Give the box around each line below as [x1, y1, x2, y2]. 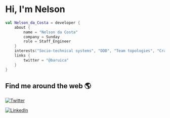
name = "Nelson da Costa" [23, 29, 78, 35]
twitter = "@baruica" [23, 57, 69, 63]
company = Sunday [23, 34, 60, 39]
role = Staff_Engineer [23, 39, 71, 44]
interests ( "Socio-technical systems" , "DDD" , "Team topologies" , [14, 48, 155, 53]
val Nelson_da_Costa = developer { [5, 20, 80, 25]
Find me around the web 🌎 [5, 82, 92, 90]
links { [14, 53, 30, 58]
